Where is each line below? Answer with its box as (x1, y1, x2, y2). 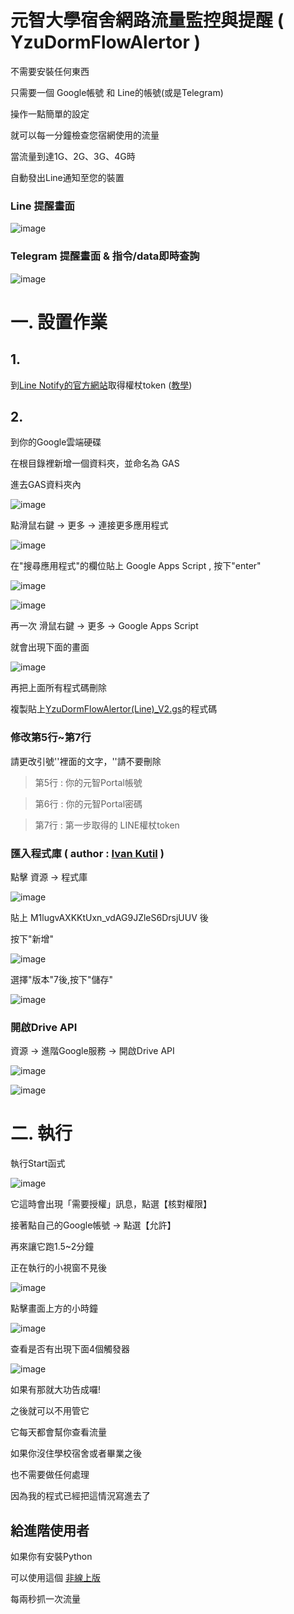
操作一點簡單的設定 (10, 107, 90, 120)
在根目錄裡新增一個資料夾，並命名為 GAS (10, 457, 180, 470)
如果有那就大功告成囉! (10, 1384, 102, 1396)
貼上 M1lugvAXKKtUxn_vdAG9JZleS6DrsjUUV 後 (10, 911, 209, 923)
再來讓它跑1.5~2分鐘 (10, 1241, 95, 1253)
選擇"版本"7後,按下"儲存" (10, 973, 114, 985)
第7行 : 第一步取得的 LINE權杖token (34, 819, 180, 831)
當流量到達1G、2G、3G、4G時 (10, 150, 136, 162)
